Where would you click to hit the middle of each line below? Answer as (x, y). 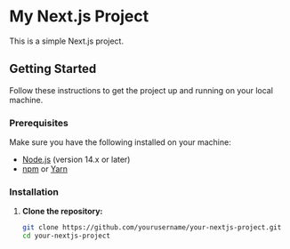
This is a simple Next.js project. (67, 41)
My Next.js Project (79, 16)
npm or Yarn (45, 169)
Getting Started (53, 69)
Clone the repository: (62, 212)
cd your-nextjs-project (66, 236)
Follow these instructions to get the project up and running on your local (141, 90)
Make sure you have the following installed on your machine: (120, 142)
